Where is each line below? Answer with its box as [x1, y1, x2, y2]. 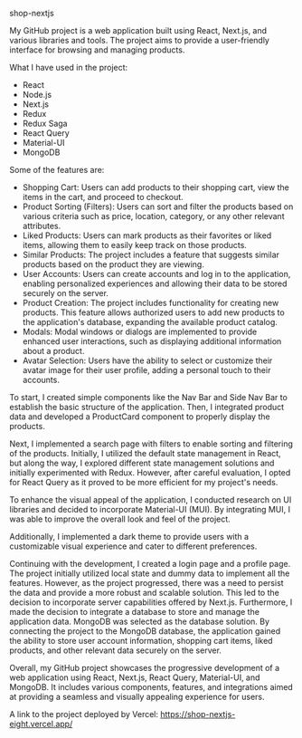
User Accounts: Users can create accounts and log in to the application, [22, 269, 291, 279]
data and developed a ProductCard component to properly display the [9, 411, 270, 422]
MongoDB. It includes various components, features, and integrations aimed [9, 682, 294, 692]
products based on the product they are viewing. [22, 259, 205, 270]
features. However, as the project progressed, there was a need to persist [9, 578, 284, 588]
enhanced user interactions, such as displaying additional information [22, 336, 282, 347]
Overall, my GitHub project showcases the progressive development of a [9, 663, 280, 673]
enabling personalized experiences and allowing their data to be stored [22, 278, 288, 289]
